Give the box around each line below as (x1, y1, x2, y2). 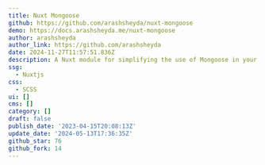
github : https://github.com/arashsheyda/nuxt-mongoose (8, 19, 194, 27)
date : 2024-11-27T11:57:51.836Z (8, 48, 115, 56)
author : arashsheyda (8, 33, 77, 42)
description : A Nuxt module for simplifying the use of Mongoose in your (8, 56, 258, 64)
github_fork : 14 (8, 144, 62, 152)
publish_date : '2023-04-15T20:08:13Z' (8, 122, 136, 130)
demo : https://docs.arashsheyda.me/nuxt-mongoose (8, 26, 176, 34)
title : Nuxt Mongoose (8, 11, 80, 20)
